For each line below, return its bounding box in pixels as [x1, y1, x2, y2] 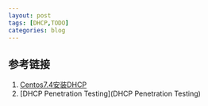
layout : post [8, 11, 52, 20]
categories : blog [8, 26, 66, 34]
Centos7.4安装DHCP [19, 80, 87, 89]
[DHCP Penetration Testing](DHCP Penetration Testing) [19, 89, 201, 99]
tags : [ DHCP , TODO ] [8, 19, 69, 27]
